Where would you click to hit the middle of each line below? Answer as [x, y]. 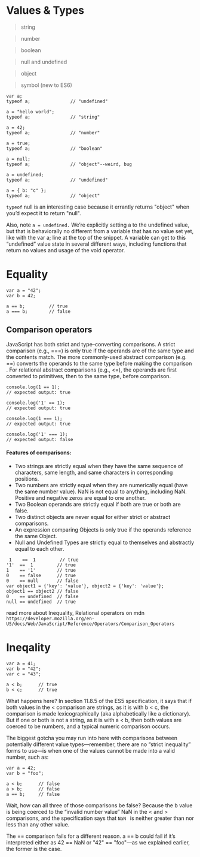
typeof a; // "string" [53, 117]
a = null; [19, 159]
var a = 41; [21, 663]
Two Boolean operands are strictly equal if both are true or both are [98, 504]
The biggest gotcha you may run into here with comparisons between [92, 738]
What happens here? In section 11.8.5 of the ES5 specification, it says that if [99, 701]
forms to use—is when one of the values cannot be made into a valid [90, 750]
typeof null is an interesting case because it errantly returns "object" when [98, 207]
